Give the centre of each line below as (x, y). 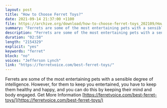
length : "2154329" (24, 42)
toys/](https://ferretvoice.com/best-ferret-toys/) (54, 100)
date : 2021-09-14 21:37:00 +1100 (40, 19)
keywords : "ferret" (25, 51)
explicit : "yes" (22, 47)
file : (11, 24)
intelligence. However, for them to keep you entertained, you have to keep (81, 84)
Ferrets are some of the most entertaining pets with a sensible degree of (79, 79)
